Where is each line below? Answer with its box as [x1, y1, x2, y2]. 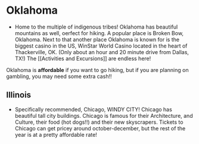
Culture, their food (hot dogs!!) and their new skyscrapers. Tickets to [14, 118, 184, 126]
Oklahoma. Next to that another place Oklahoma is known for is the [14, 36, 180, 43]
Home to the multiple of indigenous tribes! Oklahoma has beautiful [14, 23, 178, 30]
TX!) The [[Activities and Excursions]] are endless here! [14, 55, 151, 62]
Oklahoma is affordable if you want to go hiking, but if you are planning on [6, 66, 189, 73]
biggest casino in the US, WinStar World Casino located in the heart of [14, 42, 188, 49]
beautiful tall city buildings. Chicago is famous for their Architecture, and [14, 112, 193, 119]
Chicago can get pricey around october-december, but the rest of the [14, 124, 186, 132]
